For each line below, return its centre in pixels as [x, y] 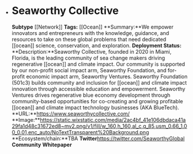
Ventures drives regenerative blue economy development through [91, 95]
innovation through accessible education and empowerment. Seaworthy [98, 89]
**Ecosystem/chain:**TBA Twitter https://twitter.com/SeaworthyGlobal [98, 138]
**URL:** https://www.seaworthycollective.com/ [70, 113]
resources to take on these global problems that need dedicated [89, 39]
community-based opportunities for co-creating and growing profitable [97, 101]
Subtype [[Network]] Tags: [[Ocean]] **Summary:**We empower [92, 27]
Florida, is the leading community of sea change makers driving [88, 58]
